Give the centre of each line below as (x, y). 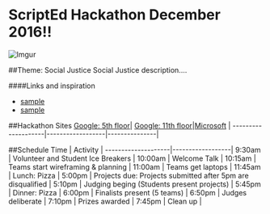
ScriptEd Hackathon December (114, 15)
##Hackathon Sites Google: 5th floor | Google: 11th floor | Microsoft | (120, 125)
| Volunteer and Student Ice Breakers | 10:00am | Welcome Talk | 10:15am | (132, 158)
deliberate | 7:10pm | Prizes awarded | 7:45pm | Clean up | (105, 201)
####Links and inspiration (52, 86)
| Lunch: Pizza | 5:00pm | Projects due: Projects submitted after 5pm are (129, 175)
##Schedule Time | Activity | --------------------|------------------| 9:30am (135, 149)
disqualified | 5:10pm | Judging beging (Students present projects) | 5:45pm (135, 184)
